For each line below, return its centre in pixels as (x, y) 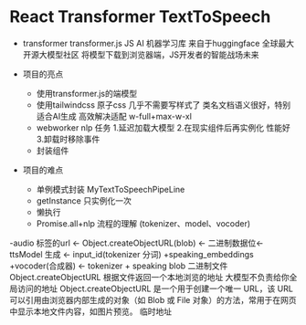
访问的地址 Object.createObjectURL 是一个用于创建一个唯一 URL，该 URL (155, 288)
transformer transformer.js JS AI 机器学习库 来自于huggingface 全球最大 (158, 43)
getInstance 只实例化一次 (84, 200)
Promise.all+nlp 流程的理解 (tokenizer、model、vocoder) (143, 223)
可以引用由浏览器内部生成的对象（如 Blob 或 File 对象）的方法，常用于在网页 (153, 299)
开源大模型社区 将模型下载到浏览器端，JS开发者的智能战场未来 (141, 54)
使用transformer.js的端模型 (87, 93)
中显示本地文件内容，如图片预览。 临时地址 (90, 311)
